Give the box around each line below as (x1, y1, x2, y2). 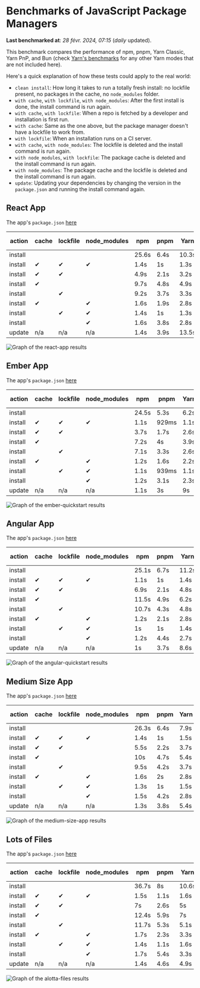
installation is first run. (14, 115, 70, 123)
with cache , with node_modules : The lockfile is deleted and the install (14, 141, 183, 148)
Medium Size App (6, 676, 73, 686)
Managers (6, 17, 58, 30)
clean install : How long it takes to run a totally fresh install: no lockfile (14, 84, 190, 91)
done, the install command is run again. (14, 103, 112, 110)
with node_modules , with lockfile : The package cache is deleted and (14, 154, 186, 161)
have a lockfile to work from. (14, 128, 85, 136)
